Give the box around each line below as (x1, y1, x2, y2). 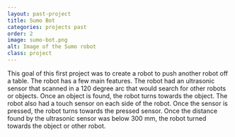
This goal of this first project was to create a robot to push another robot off (7, 68, 229, 78)
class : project (7, 50, 52, 57)
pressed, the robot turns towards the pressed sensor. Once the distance (7, 107, 218, 115)
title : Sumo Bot (7, 17, 55, 24)
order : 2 (7, 30, 33, 37)
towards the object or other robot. (7, 121, 106, 130)
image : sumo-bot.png (7, 37, 69, 44)
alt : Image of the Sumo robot (7, 43, 97, 50)
